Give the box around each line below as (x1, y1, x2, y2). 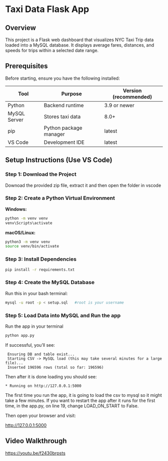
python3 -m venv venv (5, 239, 50, 244)
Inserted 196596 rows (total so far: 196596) (7, 365, 104, 370)
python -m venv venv (5, 215, 48, 221)
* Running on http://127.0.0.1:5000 (5, 383, 81, 388)
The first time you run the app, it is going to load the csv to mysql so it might (5, 392, 162, 398)
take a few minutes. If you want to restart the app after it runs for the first (5, 397, 155, 403)
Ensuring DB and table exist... (7, 352, 75, 357)
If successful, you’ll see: (5, 342, 55, 348)
